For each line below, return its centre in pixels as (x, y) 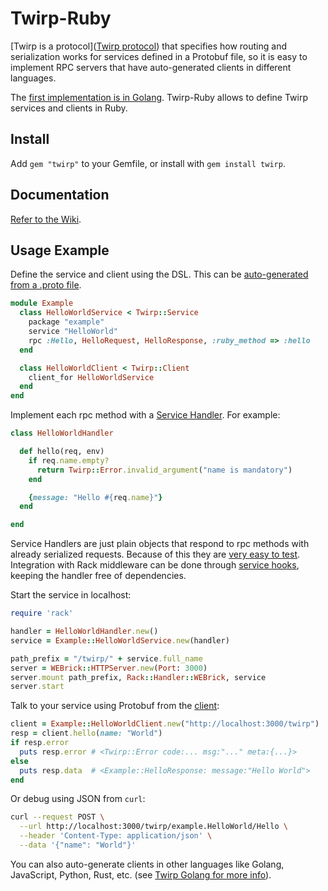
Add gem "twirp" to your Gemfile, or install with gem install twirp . (148, 163)
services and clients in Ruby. (69, 108)
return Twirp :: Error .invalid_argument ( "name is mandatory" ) (164, 470)
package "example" (66, 322)
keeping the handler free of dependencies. (98, 576)
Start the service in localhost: (71, 595)
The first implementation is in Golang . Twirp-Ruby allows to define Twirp (159, 97)
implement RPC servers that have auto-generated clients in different (151, 67)
